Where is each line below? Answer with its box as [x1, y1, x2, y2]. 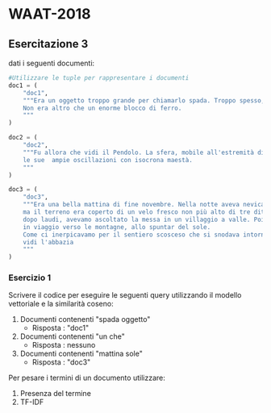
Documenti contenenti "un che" [19, 332, 125, 341]
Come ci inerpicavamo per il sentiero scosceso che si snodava [23, 231, 240, 239]
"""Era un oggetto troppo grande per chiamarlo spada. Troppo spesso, [23, 96, 265, 105]
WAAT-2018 [8, 5, 91, 23]
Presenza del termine [19, 389, 91, 398]
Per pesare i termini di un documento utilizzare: [8, 373, 165, 383]
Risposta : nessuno [31, 340, 96, 350]
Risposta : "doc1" [31, 323, 90, 333]
